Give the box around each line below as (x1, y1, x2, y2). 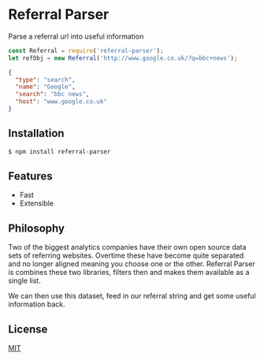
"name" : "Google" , (15, 83, 76, 91)
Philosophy (8, 221, 65, 235)
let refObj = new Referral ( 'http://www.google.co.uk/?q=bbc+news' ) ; (8, 54, 238, 62)
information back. (8, 299, 65, 309)
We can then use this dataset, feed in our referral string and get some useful (8, 291, 256, 301)
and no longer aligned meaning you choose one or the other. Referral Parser (8, 259, 255, 269)
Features (8, 169, 53, 183)
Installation (8, 127, 65, 140)
